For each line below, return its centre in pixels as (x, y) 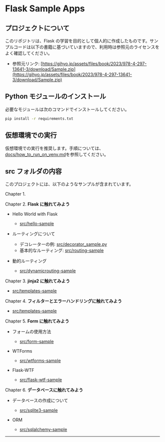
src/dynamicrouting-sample (48, 271)
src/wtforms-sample (40, 361)
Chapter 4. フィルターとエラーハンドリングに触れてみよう (64, 301)
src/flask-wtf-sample (41, 380)
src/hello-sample (37, 224)
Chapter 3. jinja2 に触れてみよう (38, 281)
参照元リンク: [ (27, 64)
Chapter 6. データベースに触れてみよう (44, 390)
